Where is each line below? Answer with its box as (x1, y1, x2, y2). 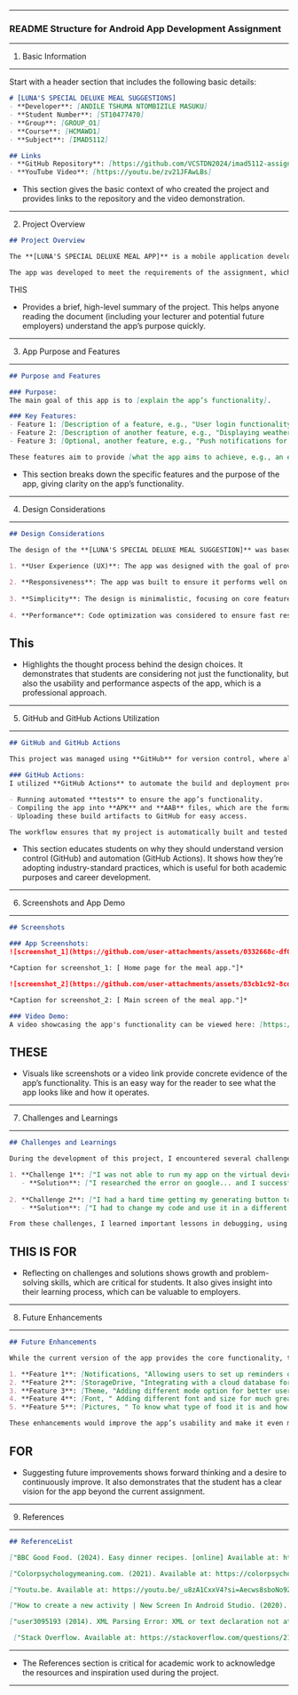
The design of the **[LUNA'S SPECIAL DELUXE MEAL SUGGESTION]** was (9, 545, 268, 554)
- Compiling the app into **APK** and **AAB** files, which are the (9, 803, 268, 812)
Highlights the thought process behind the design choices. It (21, 659, 244, 670)
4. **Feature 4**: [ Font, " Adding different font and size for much (9, 1394, 272, 1403)
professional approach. (21, 687, 107, 698)
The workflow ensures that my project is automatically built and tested (9, 828, 288, 837)
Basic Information (21, 51, 87, 62)
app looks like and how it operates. (21, 1087, 150, 1098)
